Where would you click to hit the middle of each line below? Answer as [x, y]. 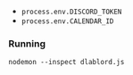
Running [27, 44]
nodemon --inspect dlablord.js [66, 62]
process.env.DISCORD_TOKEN [71, 12]
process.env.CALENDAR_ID [67, 21]
